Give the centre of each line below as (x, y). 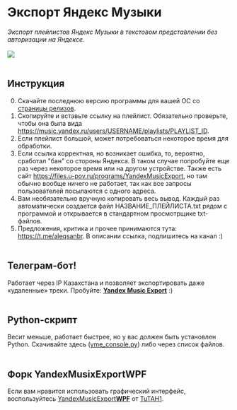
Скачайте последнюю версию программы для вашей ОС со (109, 100)
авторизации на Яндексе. (46, 39)
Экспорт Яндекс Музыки (85, 12)
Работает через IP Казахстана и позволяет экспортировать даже (106, 283)
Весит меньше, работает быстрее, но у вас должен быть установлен (112, 337)
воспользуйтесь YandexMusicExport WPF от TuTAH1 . (86, 399)
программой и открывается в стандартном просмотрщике (107, 213)
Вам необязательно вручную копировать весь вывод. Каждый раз (118, 198)
